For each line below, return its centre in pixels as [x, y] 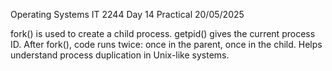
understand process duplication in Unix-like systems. [120, 55]
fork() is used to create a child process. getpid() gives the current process [163, 33]
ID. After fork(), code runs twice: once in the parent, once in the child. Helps [166, 44]
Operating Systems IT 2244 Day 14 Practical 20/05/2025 [127, 14]
